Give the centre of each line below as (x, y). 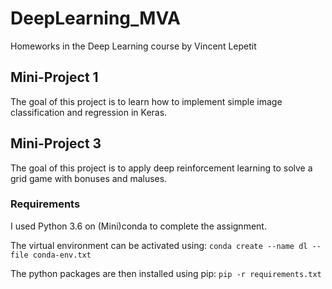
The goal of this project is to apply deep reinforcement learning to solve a (161, 168)
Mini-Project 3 (56, 143)
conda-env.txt (62, 255)
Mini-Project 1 (54, 77)
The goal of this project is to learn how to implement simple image (146, 101)
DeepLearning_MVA (95, 18)
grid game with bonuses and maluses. (89, 178)
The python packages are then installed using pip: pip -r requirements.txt (166, 273)
